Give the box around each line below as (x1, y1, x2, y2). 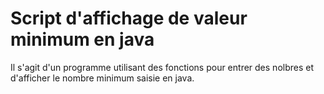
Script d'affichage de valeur (10, 7, 248, 30)
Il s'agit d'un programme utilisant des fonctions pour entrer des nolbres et (10, 61, 315, 73)
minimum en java (10, 28, 155, 51)
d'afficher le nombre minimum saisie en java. (10, 72, 195, 84)
